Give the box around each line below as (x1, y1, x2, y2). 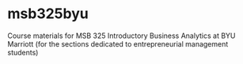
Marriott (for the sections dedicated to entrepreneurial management (7, 39, 229, 48)
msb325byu (7, 5, 89, 23)
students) (7, 47, 39, 57)
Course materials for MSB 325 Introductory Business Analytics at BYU (7, 31, 236, 40)
